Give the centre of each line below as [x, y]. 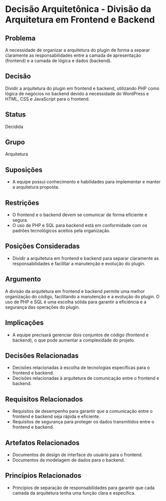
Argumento [23, 279]
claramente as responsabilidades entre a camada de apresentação [73, 55]
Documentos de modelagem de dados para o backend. [69, 460]
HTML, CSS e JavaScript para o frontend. [48, 99]
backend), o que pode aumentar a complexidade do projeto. [74, 340]
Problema [20, 38]
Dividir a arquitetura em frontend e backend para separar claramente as [85, 258]
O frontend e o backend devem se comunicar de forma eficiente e [80, 215]
